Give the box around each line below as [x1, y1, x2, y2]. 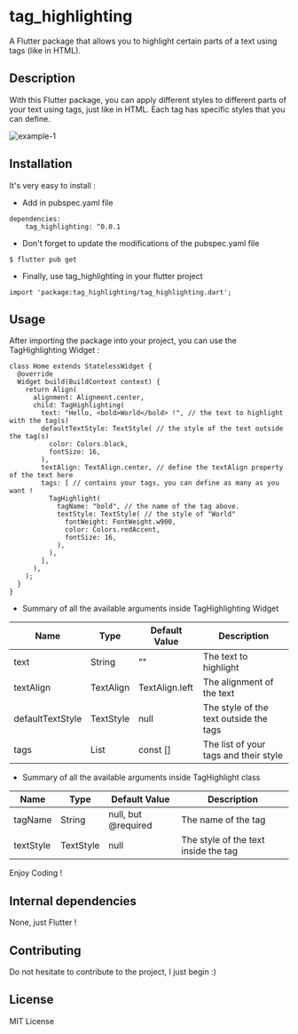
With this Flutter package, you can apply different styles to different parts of [9, 94, 286, 105]
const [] [137, 744, 171, 757]
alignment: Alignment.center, [32, 393, 145, 402]
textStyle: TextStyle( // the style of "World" [56, 509, 237, 519]
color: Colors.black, [48, 440, 129, 449]
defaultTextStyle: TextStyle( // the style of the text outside [41, 424, 284, 433]
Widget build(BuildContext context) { [17, 378, 161, 387]
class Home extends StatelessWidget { [9, 362, 153, 371]
